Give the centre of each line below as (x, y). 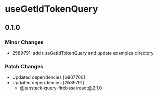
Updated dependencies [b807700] (49, 77)
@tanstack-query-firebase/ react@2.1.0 (61, 88)
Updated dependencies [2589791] (48, 83)
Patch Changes (24, 66)
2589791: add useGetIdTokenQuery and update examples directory (83, 53)
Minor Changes (24, 42)
